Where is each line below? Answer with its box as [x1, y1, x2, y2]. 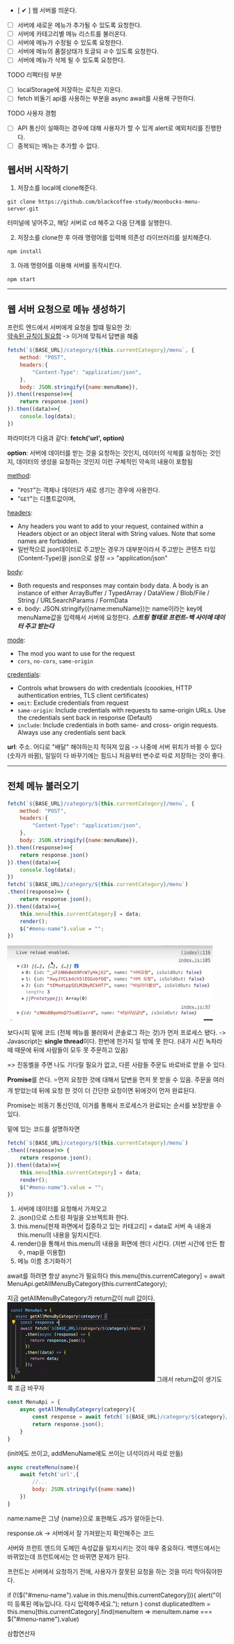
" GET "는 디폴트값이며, [17, 494, 76, 502]
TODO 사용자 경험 [7, 109, 57, 117]
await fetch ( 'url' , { [19, 1471, 79, 1478]
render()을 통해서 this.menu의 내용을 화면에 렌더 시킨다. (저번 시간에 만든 [17, 1239, 218, 1248]
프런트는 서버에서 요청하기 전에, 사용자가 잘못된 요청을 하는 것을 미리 [7, 1567, 193, 1576]
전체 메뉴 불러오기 [7, 780, 79, 792]
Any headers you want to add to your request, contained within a [17, 522, 204, 530]
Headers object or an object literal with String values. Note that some [17, 529, 216, 537]
